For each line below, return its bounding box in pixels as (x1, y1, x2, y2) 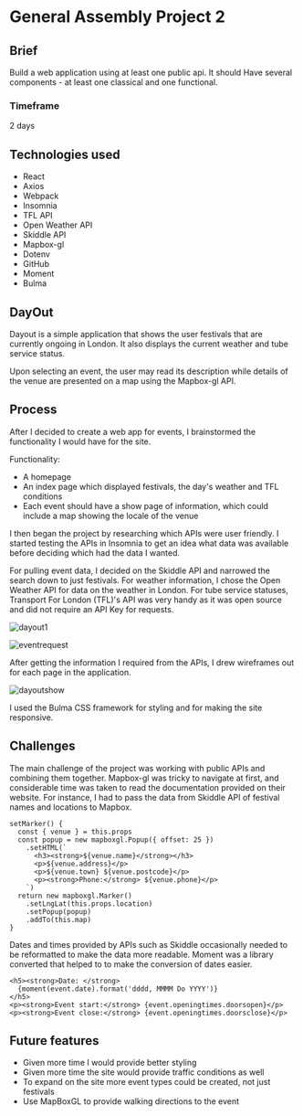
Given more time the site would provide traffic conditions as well (22, 1067, 265, 1078)
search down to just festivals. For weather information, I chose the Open (9, 574, 281, 586)
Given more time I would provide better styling (22, 1058, 197, 1068)
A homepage (22, 471, 71, 482)
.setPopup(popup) (26, 907, 92, 916)
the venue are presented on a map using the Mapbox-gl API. (9, 375, 236, 386)
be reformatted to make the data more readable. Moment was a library (9, 949, 274, 960)
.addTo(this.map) (26, 915, 92, 924)
